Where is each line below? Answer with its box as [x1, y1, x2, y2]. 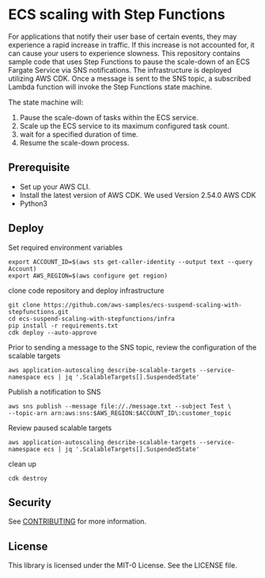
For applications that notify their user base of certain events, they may [8, 32, 237, 41]
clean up [8, 459, 37, 468]
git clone [8, 300, 41, 309]
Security [8, 496, 51, 509]
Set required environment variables [8, 243, 123, 252]
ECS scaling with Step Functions [8, 6, 225, 24]
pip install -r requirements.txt [8, 322, 119, 330]
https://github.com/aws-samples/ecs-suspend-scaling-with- [43, 300, 243, 309]
